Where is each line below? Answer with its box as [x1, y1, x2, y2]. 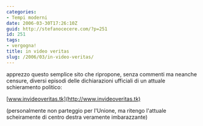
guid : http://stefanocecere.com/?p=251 [6, 25, 108, 32]
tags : [6, 37, 20, 43]
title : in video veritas [6, 48, 69, 55]
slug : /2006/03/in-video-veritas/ [6, 54, 94, 60]
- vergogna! [6, 43, 37, 49]
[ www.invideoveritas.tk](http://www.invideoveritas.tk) [6, 95, 141, 102]
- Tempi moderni [6, 15, 48, 21]
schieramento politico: [6, 83, 62, 91]
